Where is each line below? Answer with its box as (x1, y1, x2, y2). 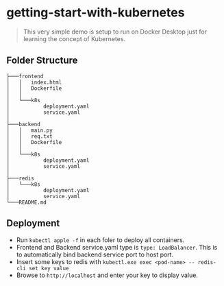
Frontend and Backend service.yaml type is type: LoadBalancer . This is (16, 243, 218, 251)
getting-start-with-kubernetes (6, 5, 185, 21)
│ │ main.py (6, 127, 53, 134)
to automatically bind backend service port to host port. (16, 250, 174, 259)
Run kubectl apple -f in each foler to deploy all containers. (16, 235, 185, 244)
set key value (29, 265, 69, 272)
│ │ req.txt (6, 132, 53, 140)
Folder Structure (6, 55, 78, 67)
